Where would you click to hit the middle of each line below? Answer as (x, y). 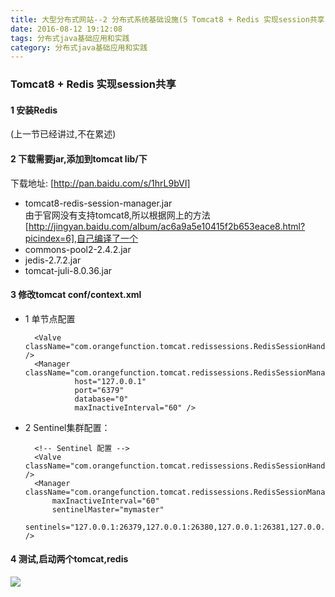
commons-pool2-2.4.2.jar (78, 249)
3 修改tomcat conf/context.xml (76, 295)
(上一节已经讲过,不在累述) (63, 134)
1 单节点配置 (50, 318)
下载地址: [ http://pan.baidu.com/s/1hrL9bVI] (100, 183)
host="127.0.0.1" (110, 381)
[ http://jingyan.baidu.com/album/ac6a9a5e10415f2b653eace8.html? (165, 226)
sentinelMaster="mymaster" (108, 509)
